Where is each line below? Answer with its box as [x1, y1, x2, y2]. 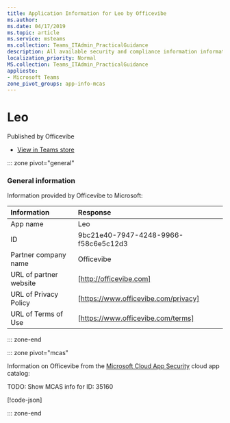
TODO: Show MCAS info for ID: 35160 [7, 383, 114, 391]
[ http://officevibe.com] [77, 274, 151, 284]
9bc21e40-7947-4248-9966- [77, 230, 183, 240]
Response [77, 208, 112, 217]
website [10, 278, 36, 288]
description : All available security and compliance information [7, 49, 197, 56]
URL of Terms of [10, 309, 64, 319]
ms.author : [7, 16, 38, 23]
